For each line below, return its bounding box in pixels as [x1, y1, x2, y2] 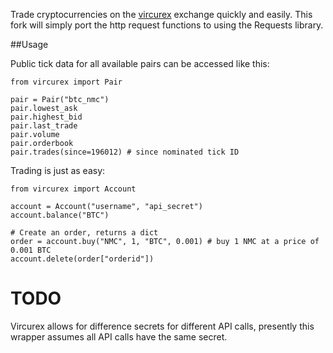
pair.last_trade [10, 121, 78, 131]
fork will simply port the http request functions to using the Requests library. [10, 19, 324, 31]
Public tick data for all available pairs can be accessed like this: [10, 58, 270, 69]
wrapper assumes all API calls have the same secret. [10, 330, 228, 343]
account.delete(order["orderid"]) [10, 254, 155, 264]
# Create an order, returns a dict [10, 228, 159, 238]
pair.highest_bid [10, 112, 83, 122]
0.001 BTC [10, 245, 52, 255]
